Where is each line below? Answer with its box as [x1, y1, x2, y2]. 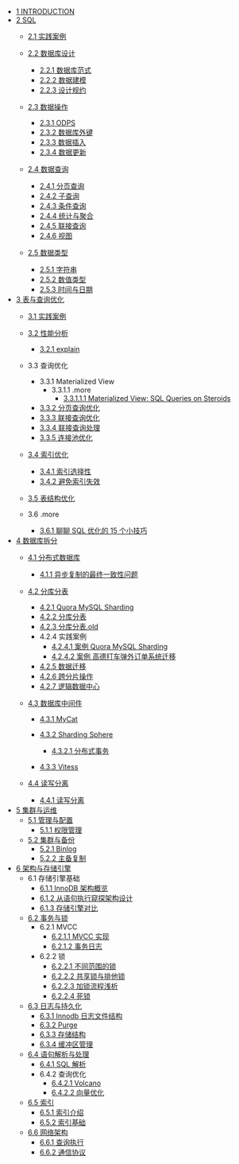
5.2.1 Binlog [39, 844, 77, 854]
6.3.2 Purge [39, 1020, 78, 1030]
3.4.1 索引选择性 [39, 467, 91, 476]
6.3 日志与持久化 [27, 1002, 83, 1010]
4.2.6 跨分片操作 [39, 672, 94, 681]
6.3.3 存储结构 [39, 1030, 86, 1039]
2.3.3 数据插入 [39, 138, 87, 146]
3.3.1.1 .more [51, 385, 91, 395]
